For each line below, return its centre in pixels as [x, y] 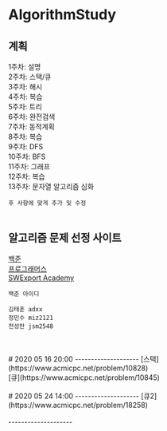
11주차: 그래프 [29, 166]
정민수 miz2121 [31, 318]
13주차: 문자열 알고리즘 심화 [51, 186]
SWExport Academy [41, 278]
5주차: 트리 [25, 107]
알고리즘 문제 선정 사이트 [65, 238]
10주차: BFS [27, 156]
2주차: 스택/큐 [30, 77]
